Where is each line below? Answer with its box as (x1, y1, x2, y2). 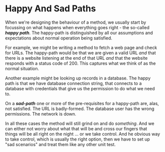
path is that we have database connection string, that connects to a (5, 80, 142, 86)
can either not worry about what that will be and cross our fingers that (5, 125, 147, 131)
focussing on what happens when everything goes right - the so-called (5, 24, 150, 30)
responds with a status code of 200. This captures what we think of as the (5, 60, 156, 66)
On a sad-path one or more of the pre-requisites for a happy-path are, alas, (5, 100, 159, 106)
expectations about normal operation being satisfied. (5, 35, 112, 41)
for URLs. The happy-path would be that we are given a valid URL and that (5, 50, 156, 56)
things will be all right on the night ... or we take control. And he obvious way (5, 131, 160, 137)
